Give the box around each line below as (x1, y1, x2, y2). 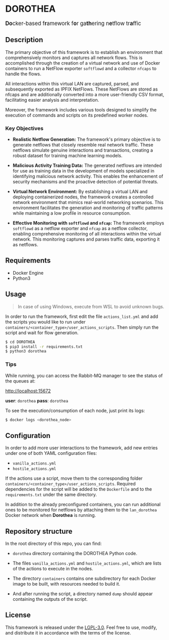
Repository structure (5, 527, 73, 536)
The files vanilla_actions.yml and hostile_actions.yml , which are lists (12, 560, 161, 566)
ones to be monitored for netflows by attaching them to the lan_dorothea (5, 507, 157, 513)
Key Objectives (5, 125, 44, 132)
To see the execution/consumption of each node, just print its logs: (5, 408, 145, 414)
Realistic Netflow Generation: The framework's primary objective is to (12, 136, 161, 142)
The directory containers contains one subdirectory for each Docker (12, 575, 156, 581)
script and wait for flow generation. (5, 329, 79, 336)
